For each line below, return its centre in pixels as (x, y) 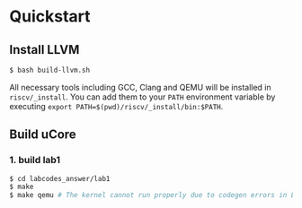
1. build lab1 (35, 160)
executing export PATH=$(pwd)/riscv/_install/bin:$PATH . (116, 106)
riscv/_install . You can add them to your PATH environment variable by (142, 97)
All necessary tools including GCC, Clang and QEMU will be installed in (140, 87)
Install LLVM (44, 50)
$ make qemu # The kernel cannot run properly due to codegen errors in (148, 195)
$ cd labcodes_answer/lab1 (60, 178)
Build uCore (43, 135)
